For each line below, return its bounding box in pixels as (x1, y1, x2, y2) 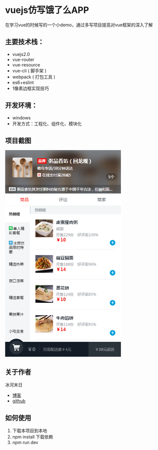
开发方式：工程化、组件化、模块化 (12, 120, 82, 126)
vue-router (12, 56, 35, 62)
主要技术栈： (5, 38, 44, 46)
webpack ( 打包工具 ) (12, 74, 56, 80)
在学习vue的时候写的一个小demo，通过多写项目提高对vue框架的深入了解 (5, 22, 153, 28)
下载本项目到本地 (12, 428, 47, 434)
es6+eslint (12, 79, 34, 85)
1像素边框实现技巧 (12, 85, 49, 91)
